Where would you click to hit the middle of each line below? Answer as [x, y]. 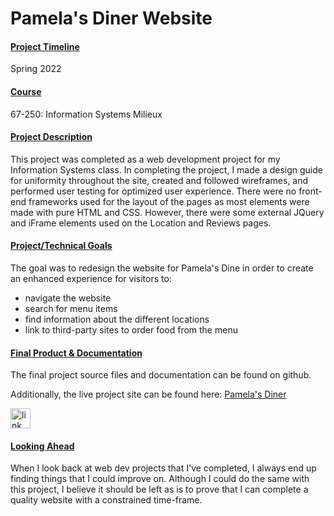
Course [26, 91]
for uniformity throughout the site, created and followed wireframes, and [159, 180]
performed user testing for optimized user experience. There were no [153, 191]
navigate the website [68, 298]
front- [310, 191]
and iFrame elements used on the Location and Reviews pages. [141, 223]
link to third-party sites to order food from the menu [131, 330]
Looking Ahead [42, 446]
